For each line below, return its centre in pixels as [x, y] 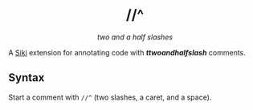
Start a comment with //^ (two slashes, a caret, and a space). [110, 97]
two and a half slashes [135, 37]
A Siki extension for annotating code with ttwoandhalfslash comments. [127, 52]
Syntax [27, 78]
